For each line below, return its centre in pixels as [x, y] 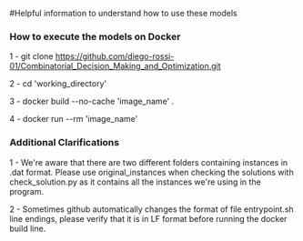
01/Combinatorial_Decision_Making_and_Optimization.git [115, 66]
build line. [28, 228]
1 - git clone [31, 56]
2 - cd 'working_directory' [58, 84]
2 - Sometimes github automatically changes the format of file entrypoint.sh [151, 209]
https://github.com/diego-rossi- [115, 56]
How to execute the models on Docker [95, 36]
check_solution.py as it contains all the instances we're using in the [135, 182]
